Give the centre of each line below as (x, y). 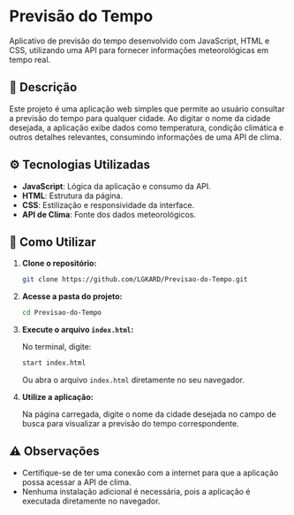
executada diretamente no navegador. (91, 501)
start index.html (54, 363)
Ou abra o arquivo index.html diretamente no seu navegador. (133, 380)
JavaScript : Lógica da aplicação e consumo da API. (117, 186)
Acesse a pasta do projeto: (72, 296)
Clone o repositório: (59, 264)
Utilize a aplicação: (58, 397)
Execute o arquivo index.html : (78, 330)
